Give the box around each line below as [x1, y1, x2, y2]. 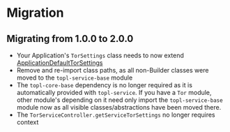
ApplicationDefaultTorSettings [16, 59, 103, 67]
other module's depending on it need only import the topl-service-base [16, 96, 224, 104]
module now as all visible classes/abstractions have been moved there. [16, 103, 222, 111]
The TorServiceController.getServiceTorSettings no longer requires [16, 110, 215, 119]
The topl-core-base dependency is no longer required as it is [16, 81, 193, 89]
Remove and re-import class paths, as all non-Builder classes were [16, 66, 209, 74]
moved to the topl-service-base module [16, 73, 133, 82]
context [16, 118, 39, 126]
